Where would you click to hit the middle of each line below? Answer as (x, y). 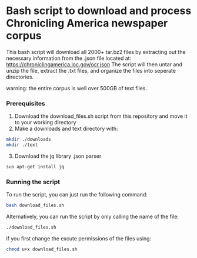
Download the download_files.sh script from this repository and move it (101, 116)
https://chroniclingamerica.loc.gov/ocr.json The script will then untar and (94, 64)
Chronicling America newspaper (87, 23)
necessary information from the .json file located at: (69, 58)
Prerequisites (26, 103)
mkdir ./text (22, 145)
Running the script (33, 182)
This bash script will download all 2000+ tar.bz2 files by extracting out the (96, 52)
